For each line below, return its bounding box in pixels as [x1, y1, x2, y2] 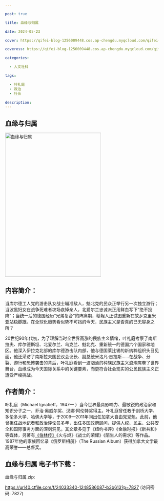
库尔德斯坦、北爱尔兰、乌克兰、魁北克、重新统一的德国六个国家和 [18, 341, 150, 347]
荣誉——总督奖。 [9, 444, 44, 450]
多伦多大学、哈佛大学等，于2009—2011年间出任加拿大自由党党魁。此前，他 [5, 414, 157, 419]
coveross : [5, 47, 25, 52]
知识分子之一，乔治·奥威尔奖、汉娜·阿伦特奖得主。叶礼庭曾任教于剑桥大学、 [5, 408, 158, 414]
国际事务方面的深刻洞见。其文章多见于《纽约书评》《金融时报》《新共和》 [13, 426, 159, 432]
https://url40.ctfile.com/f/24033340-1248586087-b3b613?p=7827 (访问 [5, 484, 150, 490]
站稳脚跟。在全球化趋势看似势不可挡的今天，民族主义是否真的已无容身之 [9, 319, 155, 325]
